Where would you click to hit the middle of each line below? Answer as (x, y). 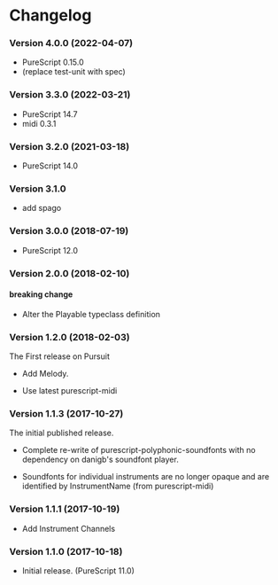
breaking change (41, 294)
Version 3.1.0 (38, 189)
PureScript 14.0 (50, 166)
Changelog (50, 16)
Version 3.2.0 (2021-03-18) (69, 146)
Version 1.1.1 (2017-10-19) (65, 509)
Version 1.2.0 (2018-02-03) (69, 337)
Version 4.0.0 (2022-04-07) (71, 43)
